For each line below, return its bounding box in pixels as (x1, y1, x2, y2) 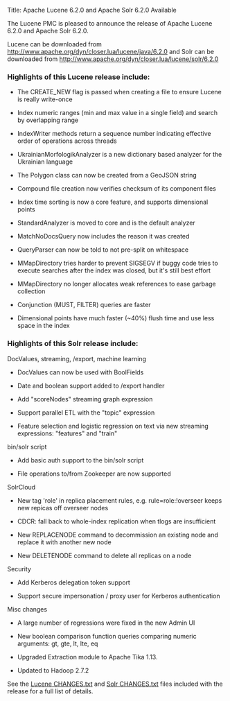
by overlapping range (17, 116, 79, 124)
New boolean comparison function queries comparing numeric (17, 632, 197, 640)
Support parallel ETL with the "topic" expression (17, 408, 155, 417)
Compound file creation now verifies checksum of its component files (17, 184, 216, 193)
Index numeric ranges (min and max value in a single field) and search (17, 109, 218, 117)
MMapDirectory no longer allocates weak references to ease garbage (17, 280, 216, 288)
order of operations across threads (17, 137, 117, 145)
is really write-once (17, 95, 73, 103)
